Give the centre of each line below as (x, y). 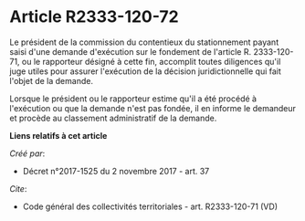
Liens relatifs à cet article (58, 135)
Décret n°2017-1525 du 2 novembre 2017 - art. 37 (116, 171)
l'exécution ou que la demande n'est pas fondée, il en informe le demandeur (153, 108)
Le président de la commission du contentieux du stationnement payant (144, 42)
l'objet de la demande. (52, 80)
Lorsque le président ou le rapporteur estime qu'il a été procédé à (133, 99)
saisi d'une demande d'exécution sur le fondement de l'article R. (131, 51)
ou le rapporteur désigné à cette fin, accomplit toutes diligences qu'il (151, 61)
